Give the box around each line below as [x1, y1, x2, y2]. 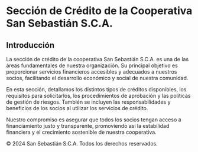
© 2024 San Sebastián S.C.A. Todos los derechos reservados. [6, 140, 158, 147]
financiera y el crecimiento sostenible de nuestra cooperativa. [6, 128, 157, 136]
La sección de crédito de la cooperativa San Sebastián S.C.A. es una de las [6, 56, 189, 62]
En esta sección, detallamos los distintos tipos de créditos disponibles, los [6, 86, 187, 92]
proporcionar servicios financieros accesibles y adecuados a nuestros [6, 68, 177, 75]
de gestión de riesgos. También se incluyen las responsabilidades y [6, 98, 171, 105]
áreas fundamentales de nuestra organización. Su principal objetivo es [6, 62, 178, 69]
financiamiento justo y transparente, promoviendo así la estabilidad [6, 123, 170, 129]
